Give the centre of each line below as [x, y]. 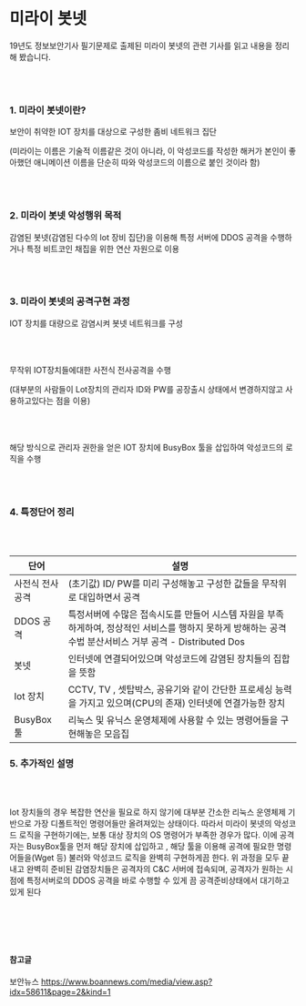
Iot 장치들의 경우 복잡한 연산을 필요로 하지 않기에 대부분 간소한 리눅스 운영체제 [148, 812]
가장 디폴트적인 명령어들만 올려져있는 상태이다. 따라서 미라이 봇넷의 [153, 824]
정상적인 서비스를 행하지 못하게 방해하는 [187, 628]
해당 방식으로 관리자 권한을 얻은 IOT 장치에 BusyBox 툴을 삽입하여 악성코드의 [147, 447]
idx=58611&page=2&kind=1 [60, 992]
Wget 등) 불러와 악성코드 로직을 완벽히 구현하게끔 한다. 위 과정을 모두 [157, 858]
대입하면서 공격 [110, 597]
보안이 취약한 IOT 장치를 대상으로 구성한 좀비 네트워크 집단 [113, 132]
